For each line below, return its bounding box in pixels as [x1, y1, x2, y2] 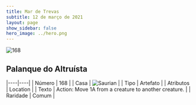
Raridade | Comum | [6, 92, 55, 99]
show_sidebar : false [6, 25, 57, 31]
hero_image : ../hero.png [6, 31, 67, 37]
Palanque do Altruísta [6, 64, 87, 74]
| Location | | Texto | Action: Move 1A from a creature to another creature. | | [6, 86, 191, 93]
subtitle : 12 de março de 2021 [6, 14, 83, 20]
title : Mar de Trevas [6, 8, 60, 15]
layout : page [6, 19, 38, 25]
